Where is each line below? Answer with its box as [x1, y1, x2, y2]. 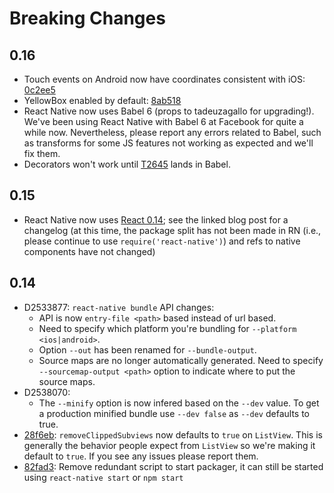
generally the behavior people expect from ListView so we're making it [23, 439, 316, 451]
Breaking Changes [9, 7, 166, 30]
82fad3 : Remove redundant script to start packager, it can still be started [23, 460, 324, 472]
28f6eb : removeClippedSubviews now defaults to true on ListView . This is [23, 428, 323, 441]
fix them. [23, 148, 61, 159]
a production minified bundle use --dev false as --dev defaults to [38, 407, 311, 419]
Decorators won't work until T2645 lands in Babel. [23, 158, 231, 170]
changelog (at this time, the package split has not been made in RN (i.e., [23, 224, 322, 236]
